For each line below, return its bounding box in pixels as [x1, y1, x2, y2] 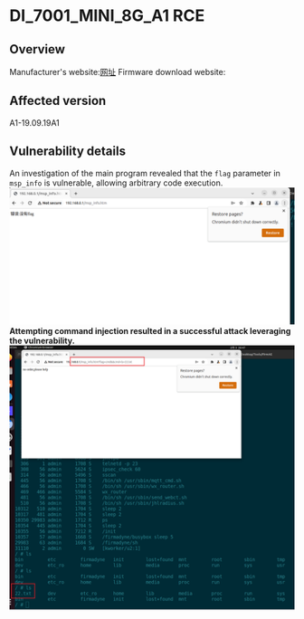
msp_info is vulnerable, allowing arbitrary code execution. [9, 177, 223, 188]
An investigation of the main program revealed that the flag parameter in [9, 167, 280, 178]
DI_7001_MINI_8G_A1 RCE [9, 5, 205, 26]
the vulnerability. [9, 335, 75, 346]
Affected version [9, 93, 107, 109]
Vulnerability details [9, 144, 127, 159]
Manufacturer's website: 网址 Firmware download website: [9, 67, 226, 77]
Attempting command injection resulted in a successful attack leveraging [9, 325, 291, 336]
